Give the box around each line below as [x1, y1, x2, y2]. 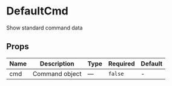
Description [39, 59, 74, 67]
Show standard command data [6, 24, 83, 31]
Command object [32, 69, 82, 78]
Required [108, 59, 135, 67]
